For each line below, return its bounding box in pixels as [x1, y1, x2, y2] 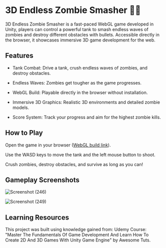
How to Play [5, 128, 43, 137]
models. [12, 104, 29, 110]
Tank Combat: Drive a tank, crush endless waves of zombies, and [12, 64, 147, 70]
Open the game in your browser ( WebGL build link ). [5, 142, 111, 148]
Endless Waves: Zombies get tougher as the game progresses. [12, 79, 141, 85]
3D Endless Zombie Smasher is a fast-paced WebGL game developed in [5, 21, 154, 27]
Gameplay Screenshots [5, 175, 80, 184]
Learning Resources [5, 213, 69, 221]
